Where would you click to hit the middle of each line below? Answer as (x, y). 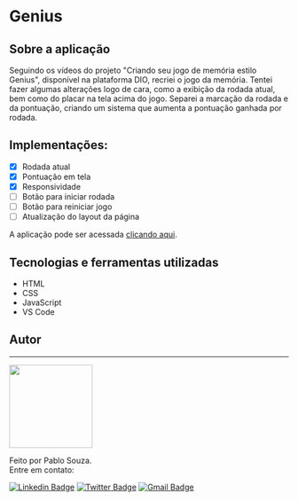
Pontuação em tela (56, 176)
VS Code (38, 312)
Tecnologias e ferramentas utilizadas (114, 262)
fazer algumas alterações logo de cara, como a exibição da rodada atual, (142, 89)
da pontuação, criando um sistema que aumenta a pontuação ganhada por (145, 108)
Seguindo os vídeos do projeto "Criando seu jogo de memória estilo (133, 70)
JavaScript (42, 302)
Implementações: (59, 145)
